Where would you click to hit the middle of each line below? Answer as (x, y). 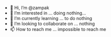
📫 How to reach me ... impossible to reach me (58, 29)
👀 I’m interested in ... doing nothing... (48, 13)
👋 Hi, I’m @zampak (29, 8)
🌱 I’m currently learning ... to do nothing (51, 18)
